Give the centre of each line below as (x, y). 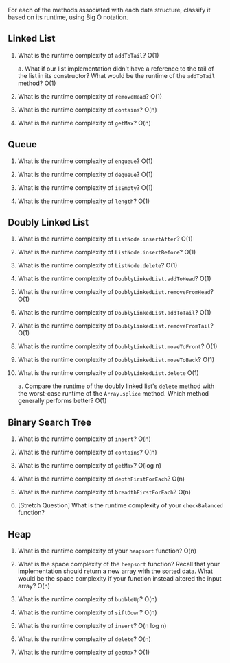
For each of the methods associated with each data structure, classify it (109, 10)
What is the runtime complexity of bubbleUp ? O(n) (87, 599)
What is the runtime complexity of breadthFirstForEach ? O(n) (104, 492)
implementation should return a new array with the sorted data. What (115, 571)
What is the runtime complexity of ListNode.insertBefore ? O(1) (107, 252)
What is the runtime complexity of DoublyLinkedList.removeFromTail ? (115, 326)
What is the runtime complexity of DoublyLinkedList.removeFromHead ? (115, 292)
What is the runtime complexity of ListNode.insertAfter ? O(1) (105, 239)
